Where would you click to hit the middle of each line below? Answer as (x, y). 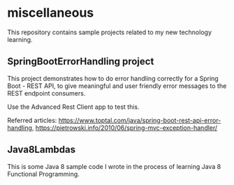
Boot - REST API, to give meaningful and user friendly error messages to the (117, 86)
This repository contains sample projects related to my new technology (109, 32)
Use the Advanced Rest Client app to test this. (73, 107)
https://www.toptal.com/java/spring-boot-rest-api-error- (140, 120)
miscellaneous (51, 13)
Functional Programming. (44, 174)
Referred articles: (32, 120)
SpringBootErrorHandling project (81, 62)
